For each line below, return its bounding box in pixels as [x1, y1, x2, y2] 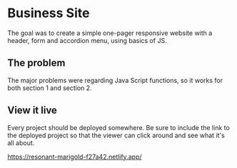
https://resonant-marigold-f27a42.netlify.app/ [7, 152, 142, 161]
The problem [7, 57, 66, 69]
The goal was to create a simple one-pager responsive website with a [7, 29, 213, 37]
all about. [7, 138, 35, 147]
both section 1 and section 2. [7, 84, 92, 92]
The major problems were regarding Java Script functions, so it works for [7, 76, 223, 84]
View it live [7, 104, 57, 117]
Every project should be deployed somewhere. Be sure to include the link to [7, 123, 230, 132]
